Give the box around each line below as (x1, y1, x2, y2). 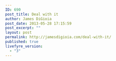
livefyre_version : (5, 44, 43, 49)
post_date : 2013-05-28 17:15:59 (5, 21, 72, 26)
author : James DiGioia (5, 16, 52, 21)
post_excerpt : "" (5, 26, 41, 30)
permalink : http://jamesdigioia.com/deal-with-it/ (5, 35, 112, 40)
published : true (5, 39, 39, 44)
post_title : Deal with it (5, 12, 58, 17)
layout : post (5, 30, 32, 35)
